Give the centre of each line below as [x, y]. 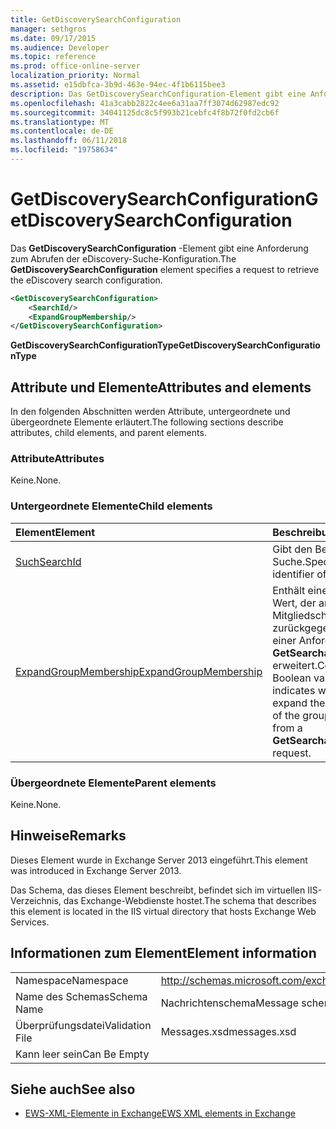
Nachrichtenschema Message [229, 1003]
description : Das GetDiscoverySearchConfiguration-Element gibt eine [158, 94]
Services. [30, 922]
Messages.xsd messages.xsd [228, 1031]
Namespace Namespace [72, 980]
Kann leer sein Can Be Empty [82, 1054]
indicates [294, 690]
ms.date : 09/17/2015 [53, 38]
